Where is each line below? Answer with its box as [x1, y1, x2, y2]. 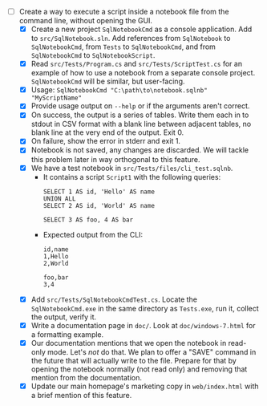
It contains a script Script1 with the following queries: [42, 172, 221, 181]
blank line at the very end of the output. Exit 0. [30, 128, 184, 137]
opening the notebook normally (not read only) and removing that [30, 364, 248, 374]
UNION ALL [42, 194, 76, 203]
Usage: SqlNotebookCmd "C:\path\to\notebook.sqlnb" [30, 85, 208, 95]
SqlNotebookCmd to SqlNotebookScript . [30, 51, 156, 60]
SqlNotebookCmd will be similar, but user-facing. [30, 76, 185, 87]
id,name [42, 245, 69, 254]
